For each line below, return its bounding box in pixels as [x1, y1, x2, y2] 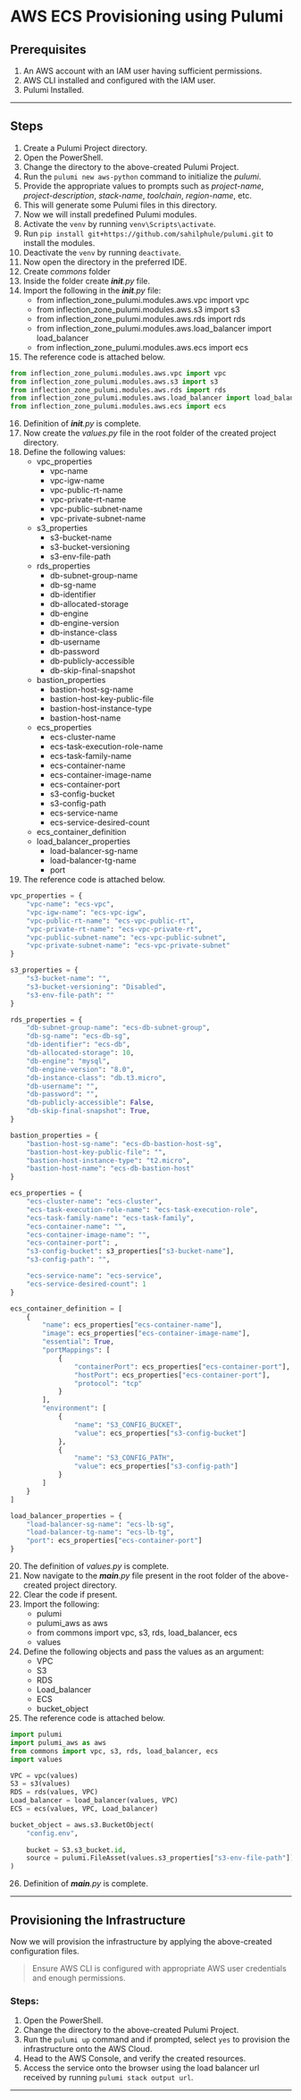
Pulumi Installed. [22, 85, 84, 95]
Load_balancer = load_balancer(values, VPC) [10, 1796, 179, 1805]
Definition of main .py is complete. [22, 1878, 148, 1889]
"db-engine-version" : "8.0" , [26, 1065, 135, 1074]
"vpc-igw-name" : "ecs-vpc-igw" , [26, 907, 146, 917]
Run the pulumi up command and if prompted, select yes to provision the [22, 2034, 290, 2045]
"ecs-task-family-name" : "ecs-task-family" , [26, 1213, 195, 1222]
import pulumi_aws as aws [10, 1738, 106, 1747]
